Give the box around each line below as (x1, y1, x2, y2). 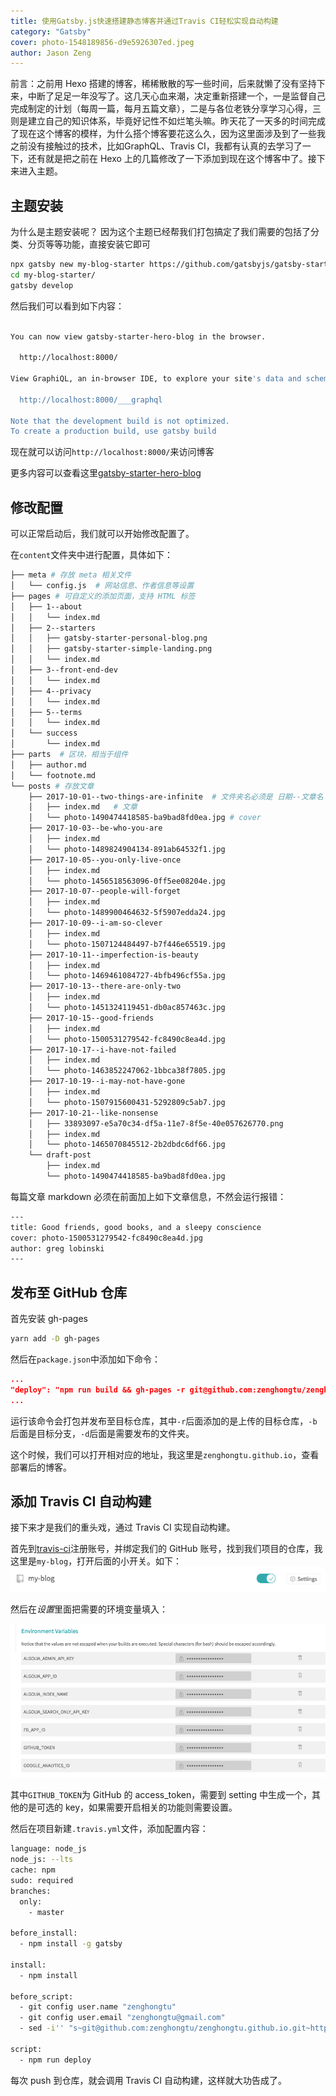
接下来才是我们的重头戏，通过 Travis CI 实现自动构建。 (10, 1521, 236, 1534)
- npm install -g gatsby (19, 1939, 123, 1949)
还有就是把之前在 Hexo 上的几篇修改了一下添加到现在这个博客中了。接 (27, 153, 317, 165)
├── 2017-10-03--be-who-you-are (28, 823, 163, 834)
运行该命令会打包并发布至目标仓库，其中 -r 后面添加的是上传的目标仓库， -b (10, 1415, 318, 1427)
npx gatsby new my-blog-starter (10, 260, 145, 270)
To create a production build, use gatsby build (10, 426, 217, 437)
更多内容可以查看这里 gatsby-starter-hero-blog (10, 467, 202, 479)
